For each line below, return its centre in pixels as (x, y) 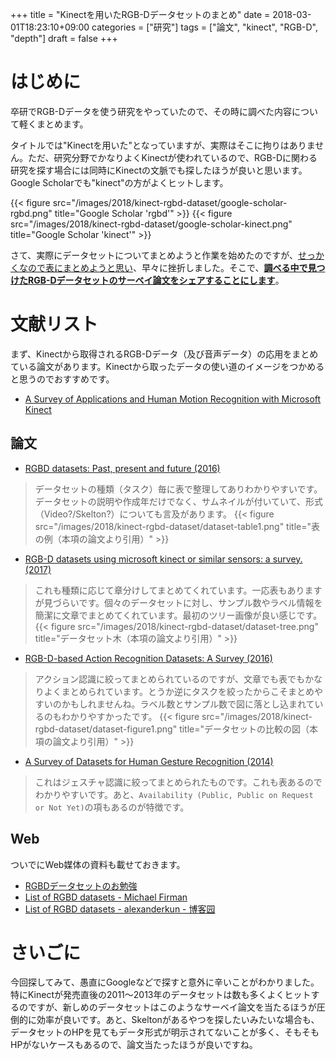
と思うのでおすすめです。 (62, 379)
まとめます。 (62, 124)
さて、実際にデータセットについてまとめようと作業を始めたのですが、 (154, 255)
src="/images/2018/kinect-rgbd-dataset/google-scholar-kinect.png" (151, 224)
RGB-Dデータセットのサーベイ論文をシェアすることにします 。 (156, 280)
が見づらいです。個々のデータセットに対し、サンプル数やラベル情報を (178, 602)
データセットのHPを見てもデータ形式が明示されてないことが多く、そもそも (165, 1032)
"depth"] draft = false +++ (64, 38)
